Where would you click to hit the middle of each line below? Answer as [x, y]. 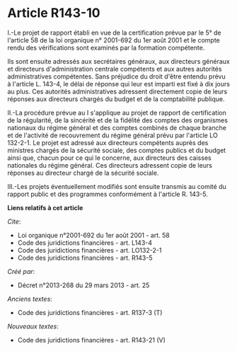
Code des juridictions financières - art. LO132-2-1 [89, 250]
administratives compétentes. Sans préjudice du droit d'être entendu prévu [116, 76]
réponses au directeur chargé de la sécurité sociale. [83, 173]
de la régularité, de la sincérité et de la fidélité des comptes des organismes [118, 120]
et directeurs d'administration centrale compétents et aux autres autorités [115, 69]
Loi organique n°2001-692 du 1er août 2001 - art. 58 [93, 235]
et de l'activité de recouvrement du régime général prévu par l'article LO [112, 135]
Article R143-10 [54, 13]
